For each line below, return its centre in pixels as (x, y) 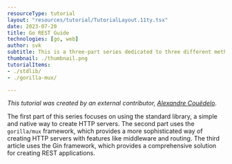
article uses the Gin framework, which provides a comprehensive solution (112, 146)
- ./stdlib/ (24, 71)
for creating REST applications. (51, 153)
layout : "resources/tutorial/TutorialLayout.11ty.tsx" (88, 20)
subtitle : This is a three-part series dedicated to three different (109, 52)
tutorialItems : (29, 65)
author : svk (24, 45)
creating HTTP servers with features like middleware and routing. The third (113, 139)
